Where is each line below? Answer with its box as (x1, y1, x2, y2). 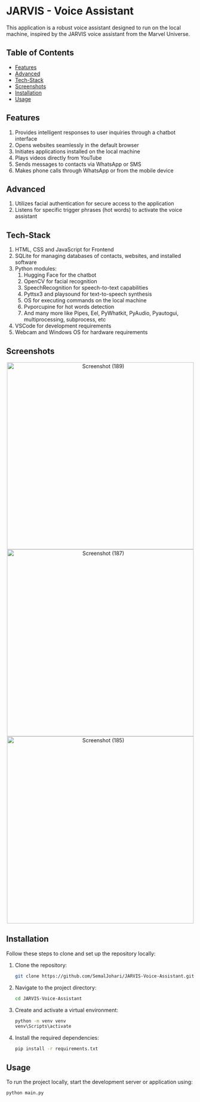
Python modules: (14, 265, 57, 272)
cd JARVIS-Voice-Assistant (14, 995, 82, 1001)
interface (14, 135, 38, 142)
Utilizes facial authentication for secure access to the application (14, 200, 174, 207)
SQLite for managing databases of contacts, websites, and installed (14, 253, 181, 260)
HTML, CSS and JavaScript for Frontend (14, 246, 115, 253)
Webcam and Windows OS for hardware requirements (14, 329, 148, 336)
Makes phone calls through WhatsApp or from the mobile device (14, 166, 174, 174)
